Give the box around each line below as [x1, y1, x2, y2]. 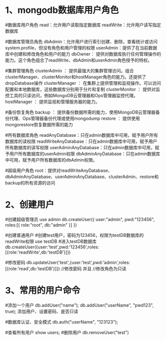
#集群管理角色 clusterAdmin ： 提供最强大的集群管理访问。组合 [5, 67, 134, 73]
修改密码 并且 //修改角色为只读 [64, 266, 126, 272]
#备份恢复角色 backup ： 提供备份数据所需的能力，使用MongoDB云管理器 [5, 109, 156, 115]
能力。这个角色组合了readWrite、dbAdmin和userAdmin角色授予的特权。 [5, 57, 153, 63]
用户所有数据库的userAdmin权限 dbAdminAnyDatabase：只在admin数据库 [9, 151, 161, 157]
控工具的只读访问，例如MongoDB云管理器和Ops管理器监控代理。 [5, 92, 138, 98]
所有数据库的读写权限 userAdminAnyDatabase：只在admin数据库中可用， [5, 144, 155, 150]
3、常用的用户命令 [5, 285, 81, 296]
